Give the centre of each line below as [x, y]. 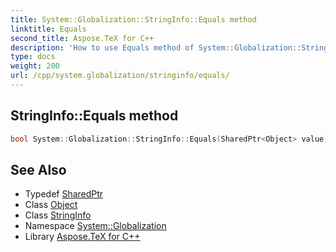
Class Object [51, 205]
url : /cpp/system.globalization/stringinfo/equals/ [120, 76]
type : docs [33, 57]
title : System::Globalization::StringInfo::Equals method [133, 19]
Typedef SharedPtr [64, 194]
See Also [38, 169]
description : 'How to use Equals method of [102, 47]
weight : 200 [35, 66]
